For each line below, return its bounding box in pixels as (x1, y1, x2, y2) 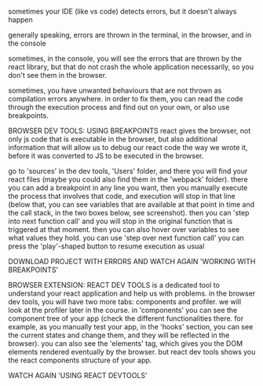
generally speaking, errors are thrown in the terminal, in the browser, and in (8, 31, 252, 39)
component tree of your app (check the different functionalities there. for (8, 314, 244, 323)
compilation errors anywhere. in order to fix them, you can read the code (8, 94, 243, 103)
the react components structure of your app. (8, 355, 152, 365)
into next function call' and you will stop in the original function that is (8, 216, 233, 226)
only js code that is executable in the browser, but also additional (8, 134, 218, 144)
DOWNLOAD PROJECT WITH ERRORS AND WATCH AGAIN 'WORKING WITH (8, 257, 256, 266)
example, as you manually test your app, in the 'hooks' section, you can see (8, 322, 254, 331)
